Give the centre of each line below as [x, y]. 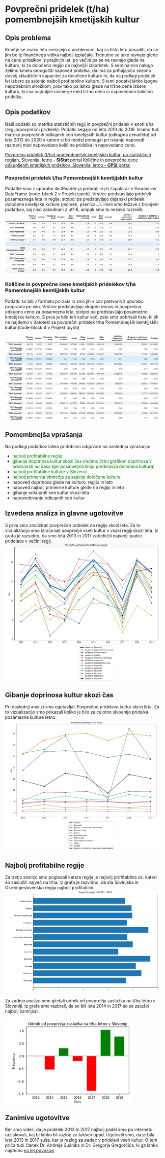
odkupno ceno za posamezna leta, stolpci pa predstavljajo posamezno [76, 312]
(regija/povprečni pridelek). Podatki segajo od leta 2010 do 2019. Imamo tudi [82, 129]
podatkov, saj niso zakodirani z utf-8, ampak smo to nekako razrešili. [74, 210]
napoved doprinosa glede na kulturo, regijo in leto [62, 482]
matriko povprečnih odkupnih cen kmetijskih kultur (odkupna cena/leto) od [81, 135]
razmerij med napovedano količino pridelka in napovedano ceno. [70, 145]
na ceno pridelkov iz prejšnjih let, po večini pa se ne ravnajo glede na [75, 60]
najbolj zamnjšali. [23, 1011]
